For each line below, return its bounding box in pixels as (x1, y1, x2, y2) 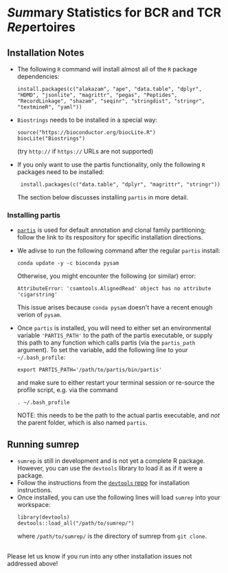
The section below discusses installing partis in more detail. (16, 193, 189, 201)
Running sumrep (7, 438, 80, 450)
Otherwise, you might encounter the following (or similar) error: (16, 272, 196, 280)
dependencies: (16, 72, 60, 80)
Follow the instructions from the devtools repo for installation (16, 479, 190, 487)
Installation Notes (7, 47, 84, 58)
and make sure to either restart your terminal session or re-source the (16, 378, 215, 387)
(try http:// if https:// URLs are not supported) (16, 147, 154, 155)
